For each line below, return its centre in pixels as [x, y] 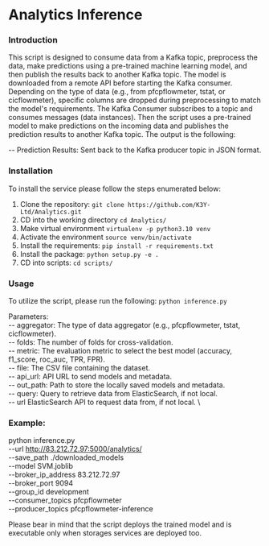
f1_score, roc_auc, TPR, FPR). [57, 359]
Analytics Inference [75, 15]
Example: [27, 423]
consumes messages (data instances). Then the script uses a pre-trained [130, 118]
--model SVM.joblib [41, 466]
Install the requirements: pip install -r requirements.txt [117, 245]
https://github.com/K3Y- [169, 205]
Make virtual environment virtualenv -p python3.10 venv [115, 228]
